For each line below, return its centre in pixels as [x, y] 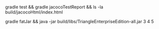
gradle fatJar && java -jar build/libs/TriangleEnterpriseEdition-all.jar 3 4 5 [79, 22]
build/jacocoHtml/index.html [34, 12]
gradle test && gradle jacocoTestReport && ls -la [54, 7]
